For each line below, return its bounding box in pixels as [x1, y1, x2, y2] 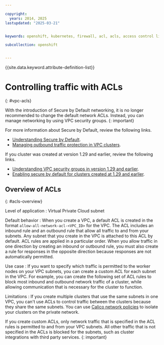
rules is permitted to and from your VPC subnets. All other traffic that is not [5, 323, 156, 329]
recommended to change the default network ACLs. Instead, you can [5, 113, 144, 118]
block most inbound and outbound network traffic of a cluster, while [5, 278, 142, 284]
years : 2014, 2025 [9, 16, 47, 21]
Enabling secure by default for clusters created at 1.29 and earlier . [12, 171, 145, 177]
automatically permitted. [5, 253, 54, 259]
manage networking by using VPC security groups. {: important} [5, 118, 134, 124]
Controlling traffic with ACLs [5, 82, 123, 93]
